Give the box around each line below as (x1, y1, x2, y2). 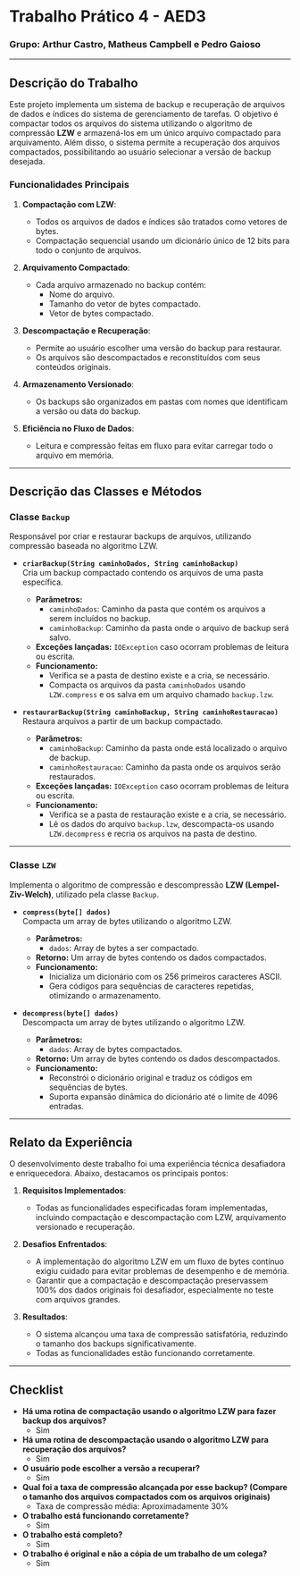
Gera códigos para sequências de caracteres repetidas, (48, 981, 254, 991)
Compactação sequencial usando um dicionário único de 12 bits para (35, 235, 290, 246)
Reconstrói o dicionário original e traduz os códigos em (48, 1072, 253, 1083)
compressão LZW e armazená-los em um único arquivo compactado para (9, 128, 281, 139)
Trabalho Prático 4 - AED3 (9, 6, 207, 27)
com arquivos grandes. (35, 1294, 121, 1305)
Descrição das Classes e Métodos (9, 484, 203, 499)
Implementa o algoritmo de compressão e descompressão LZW (9, 879, 244, 890)
